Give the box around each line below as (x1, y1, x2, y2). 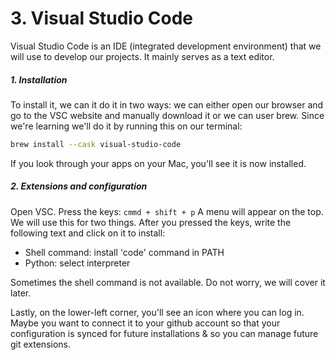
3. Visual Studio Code (10, 7, 193, 30)
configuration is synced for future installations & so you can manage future (10, 327, 319, 339)
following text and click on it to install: (10, 227, 166, 239)
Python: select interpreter (24, 257, 131, 269)
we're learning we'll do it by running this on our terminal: (10, 120, 243, 132)
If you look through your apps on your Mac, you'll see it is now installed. (10, 157, 307, 169)
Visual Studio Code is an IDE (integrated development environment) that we (10, 40, 322, 52)
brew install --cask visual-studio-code (10, 139, 182, 149)
